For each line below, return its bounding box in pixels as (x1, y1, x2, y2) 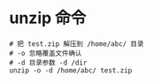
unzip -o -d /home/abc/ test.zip (9, 65, 133, 75)
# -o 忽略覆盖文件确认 (9, 49, 82, 57)
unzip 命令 (9, 8, 87, 28)
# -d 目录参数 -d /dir (9, 58, 88, 67)
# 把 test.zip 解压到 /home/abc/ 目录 (9, 39, 144, 49)
